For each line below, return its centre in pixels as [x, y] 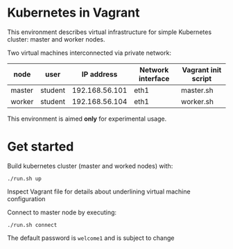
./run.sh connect [32, 225]
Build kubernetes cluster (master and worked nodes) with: [90, 166]
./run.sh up [24, 178]
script [202, 78]
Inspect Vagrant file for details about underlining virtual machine [99, 191]
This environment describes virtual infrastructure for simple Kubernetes [110, 32]
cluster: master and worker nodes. [56, 39]
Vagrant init [202, 69]
